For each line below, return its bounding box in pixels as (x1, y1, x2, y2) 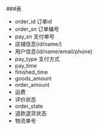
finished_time (14, 68, 48, 75)
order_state (14, 102, 44, 110)
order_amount (14, 81, 50, 88)
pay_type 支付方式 (14, 56, 60, 62)
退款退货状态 (14, 110, 47, 117)
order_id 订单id (14, 18, 52, 25)
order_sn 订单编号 (14, 26, 60, 32)
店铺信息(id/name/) (14, 41, 62, 47)
